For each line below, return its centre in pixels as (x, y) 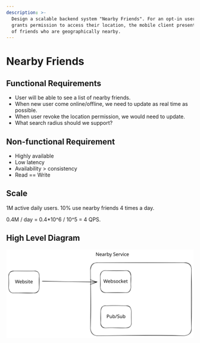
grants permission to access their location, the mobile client (93, 25)
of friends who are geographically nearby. (66, 32)
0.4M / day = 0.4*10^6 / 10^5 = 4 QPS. (54, 219)
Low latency (29, 162)
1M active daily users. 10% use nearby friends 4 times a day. (80, 207)
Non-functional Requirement (60, 142)
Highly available (34, 156)
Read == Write (32, 175)
